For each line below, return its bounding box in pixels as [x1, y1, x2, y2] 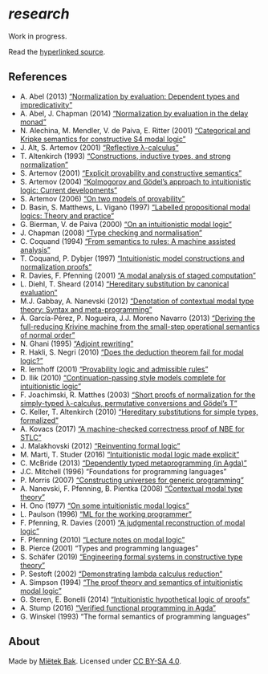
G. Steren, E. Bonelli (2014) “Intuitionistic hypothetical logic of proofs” [19, 595, 250, 604]
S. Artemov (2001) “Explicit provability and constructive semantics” [19, 168, 242, 177]
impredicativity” [19, 99, 73, 109]
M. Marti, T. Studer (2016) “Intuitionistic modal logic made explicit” [19, 449, 240, 459]
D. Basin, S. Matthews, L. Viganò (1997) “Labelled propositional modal [19, 202, 250, 212]
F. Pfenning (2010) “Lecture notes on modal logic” [19, 534, 185, 544]
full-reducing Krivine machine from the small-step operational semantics [19, 322, 261, 331]
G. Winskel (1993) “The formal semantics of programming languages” [19, 611, 250, 621]
